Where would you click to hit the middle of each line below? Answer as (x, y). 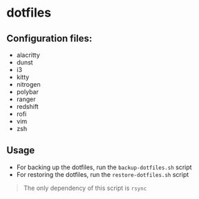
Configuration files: (49, 38)
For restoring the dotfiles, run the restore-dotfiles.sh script (103, 174)
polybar (27, 92)
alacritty (28, 55)
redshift (27, 106)
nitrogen (28, 84)
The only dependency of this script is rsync (85, 188)
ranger (26, 99)
